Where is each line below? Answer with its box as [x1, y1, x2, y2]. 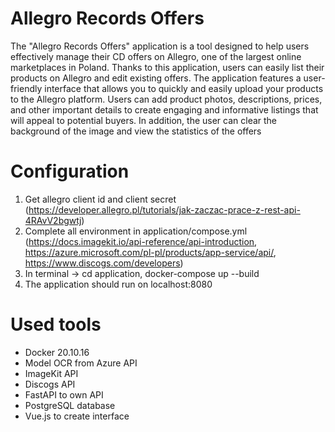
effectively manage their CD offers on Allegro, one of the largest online [10, 50, 302, 62]
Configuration [10, 160, 130, 183]
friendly [10, 82, 43, 94]
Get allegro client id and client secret [24, 193, 177, 205]
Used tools [10, 313, 102, 336]
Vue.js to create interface [24, 410, 130, 422]
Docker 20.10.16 [24, 346, 90, 358]
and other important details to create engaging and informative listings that [10, 103, 319, 116]
